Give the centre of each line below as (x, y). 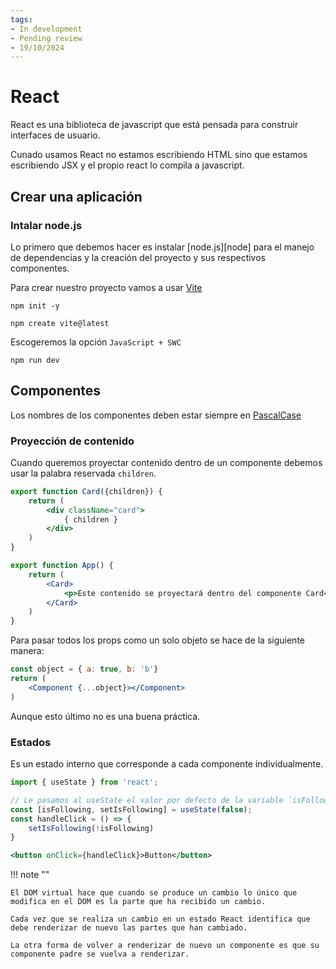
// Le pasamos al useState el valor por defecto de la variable (147, 800)
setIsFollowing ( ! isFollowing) (91, 828)
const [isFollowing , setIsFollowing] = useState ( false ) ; (131, 809)
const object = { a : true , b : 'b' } (84, 669)
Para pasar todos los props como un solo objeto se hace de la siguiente (157, 640)
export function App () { (62, 566)
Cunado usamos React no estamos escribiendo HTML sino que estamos (159, 155)
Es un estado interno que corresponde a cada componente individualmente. (167, 764)
